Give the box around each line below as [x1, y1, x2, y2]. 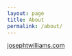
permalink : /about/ [7, 23, 63, 29]
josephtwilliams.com [7, 42, 65, 50]
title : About [7, 16, 45, 23]
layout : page [7, 10, 45, 17]
